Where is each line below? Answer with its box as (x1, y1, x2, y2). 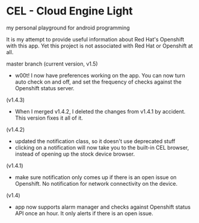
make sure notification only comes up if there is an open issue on (14, 173, 177, 181)
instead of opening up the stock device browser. (14, 150, 135, 157)
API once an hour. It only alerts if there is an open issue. (14, 209, 153, 217)
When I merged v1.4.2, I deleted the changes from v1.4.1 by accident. (14, 108, 186, 115)
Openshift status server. (14, 84, 75, 91)
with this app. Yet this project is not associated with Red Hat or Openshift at (6, 42, 194, 49)
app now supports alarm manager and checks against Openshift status (14, 203, 191, 210)
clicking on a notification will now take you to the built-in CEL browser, (14, 144, 189, 151)
